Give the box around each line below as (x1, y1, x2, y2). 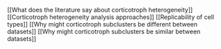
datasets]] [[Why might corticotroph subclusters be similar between (7, 27, 201, 35)
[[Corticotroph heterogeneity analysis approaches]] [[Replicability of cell (7, 13, 215, 21)
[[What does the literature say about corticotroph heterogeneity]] (7, 6, 193, 14)
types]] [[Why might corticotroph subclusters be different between (7, 20, 197, 28)
